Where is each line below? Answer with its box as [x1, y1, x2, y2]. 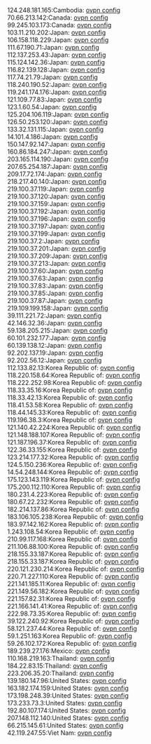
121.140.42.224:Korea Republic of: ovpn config [7, 424, 141, 431]
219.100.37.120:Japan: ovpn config [7, 192, 106, 201]
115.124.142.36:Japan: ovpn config [7, 58, 106, 66]
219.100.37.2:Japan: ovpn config [7, 237, 100, 245]
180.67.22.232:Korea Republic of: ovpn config [7, 498, 138, 506]
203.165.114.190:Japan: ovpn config [7, 155, 108, 163]
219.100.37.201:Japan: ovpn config [7, 245, 106, 252]
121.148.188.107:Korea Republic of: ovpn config [7, 431, 141, 439]
